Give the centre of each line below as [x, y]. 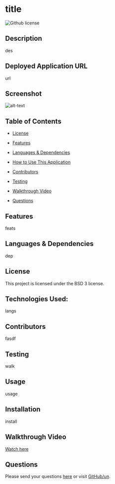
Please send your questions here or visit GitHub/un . [58, 477]
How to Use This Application [41, 162]
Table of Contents [33, 121]
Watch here [17, 449]
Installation [23, 409]
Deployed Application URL [46, 66]
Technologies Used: [37, 299]
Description [24, 39]
